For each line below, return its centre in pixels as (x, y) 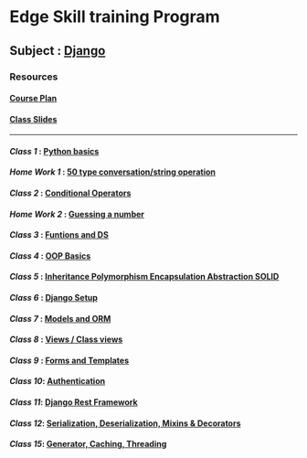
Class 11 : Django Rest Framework (74, 402)
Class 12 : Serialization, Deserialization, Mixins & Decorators (125, 423)
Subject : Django (58, 51)
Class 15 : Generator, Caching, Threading (88, 444)
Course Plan (33, 99)
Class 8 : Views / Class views (66, 339)
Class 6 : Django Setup (54, 298)
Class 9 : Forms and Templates (69, 360)
